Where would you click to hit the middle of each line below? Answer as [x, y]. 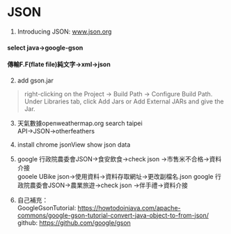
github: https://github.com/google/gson [74, 222]
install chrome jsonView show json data [74, 145]
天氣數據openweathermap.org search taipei [80, 123]
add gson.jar [35, 80]
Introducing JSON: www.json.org [64, 31]
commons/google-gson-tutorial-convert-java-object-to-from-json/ [113, 215]
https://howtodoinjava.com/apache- [129, 207]
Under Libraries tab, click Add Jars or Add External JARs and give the [124, 101]
